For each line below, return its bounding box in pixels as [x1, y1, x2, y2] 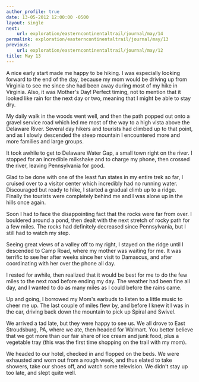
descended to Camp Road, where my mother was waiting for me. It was [6, 247, 182, 254]
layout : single [6, 20, 44, 26]
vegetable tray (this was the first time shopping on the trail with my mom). [6, 339, 187, 346]
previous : [6, 42, 31, 48]
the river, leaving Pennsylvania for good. [6, 162, 105, 169]
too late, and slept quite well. [6, 369, 77, 376]
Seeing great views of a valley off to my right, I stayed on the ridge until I [6, 240, 184, 248]
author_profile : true [6, 8, 60, 15]
